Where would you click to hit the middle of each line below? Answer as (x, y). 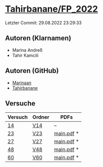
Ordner (41, 117)
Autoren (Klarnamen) (38, 38)
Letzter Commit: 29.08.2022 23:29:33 (43, 23)
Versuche (20, 103)
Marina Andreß (27, 50)
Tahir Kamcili (25, 55)
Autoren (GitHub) (32, 71)
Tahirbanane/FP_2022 (51, 9)
